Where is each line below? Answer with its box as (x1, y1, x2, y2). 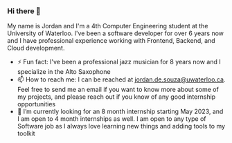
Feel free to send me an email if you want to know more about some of (17, 86, 220, 94)
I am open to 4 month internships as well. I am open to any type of (17, 115, 206, 123)
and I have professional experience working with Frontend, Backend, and (7, 37, 216, 45)
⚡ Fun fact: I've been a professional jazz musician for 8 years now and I (17, 58, 221, 66)
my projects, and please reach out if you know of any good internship (17, 93, 216, 101)
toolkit (17, 129, 36, 137)
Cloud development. (7, 44, 65, 53)
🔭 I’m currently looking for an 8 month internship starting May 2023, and (17, 107, 224, 116)
